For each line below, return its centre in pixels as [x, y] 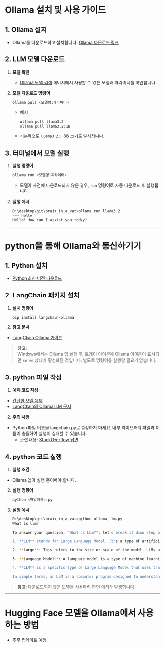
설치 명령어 [23, 308]
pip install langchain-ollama [43, 317]
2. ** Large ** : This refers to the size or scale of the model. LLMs [84, 550]
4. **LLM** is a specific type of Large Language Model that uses [82, 568]
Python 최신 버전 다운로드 [37, 278]
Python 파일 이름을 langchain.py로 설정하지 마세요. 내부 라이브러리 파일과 [83, 428]
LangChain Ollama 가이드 [37, 338]
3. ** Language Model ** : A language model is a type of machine [78, 559]
